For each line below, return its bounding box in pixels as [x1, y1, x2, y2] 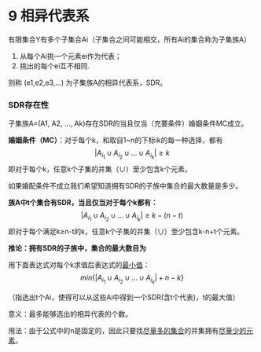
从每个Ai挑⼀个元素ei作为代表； [19, 51, 122, 60]
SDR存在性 [8, 99, 50, 110]
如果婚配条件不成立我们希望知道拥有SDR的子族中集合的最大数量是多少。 [8, 181, 243, 191]
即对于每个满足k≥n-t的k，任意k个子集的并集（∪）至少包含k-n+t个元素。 [8, 227, 244, 236]
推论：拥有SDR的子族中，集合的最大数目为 [8, 244, 147, 253]
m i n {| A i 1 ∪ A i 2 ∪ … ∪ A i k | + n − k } [79, 273, 185, 285]
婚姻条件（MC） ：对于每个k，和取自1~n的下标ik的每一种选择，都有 [8, 135, 223, 145]
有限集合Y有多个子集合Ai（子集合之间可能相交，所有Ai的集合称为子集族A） [8, 35, 252, 44]
